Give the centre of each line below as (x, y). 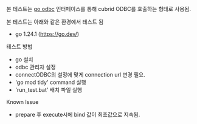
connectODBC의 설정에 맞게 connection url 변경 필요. (80, 74)
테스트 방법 (19, 46)
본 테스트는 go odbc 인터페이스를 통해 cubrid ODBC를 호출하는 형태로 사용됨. (99, 9)
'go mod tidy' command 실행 (50, 82)
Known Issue (22, 102)
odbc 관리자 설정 (35, 67)
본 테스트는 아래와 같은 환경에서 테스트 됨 (55, 22)
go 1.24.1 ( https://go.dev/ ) (47, 34)
